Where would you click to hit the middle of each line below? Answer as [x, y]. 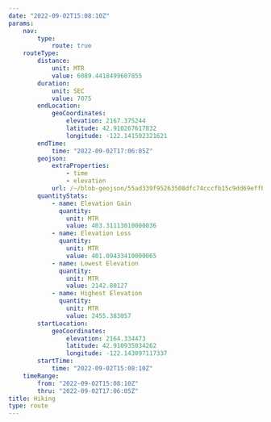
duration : [54, 83]
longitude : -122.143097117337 [117, 353]
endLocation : [59, 106]
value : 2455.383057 [98, 315]
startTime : [56, 361]
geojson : [52, 158]
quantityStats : [63, 196]
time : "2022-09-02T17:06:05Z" [102, 151]
